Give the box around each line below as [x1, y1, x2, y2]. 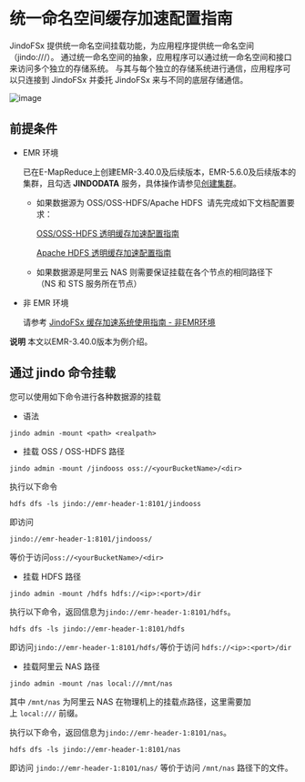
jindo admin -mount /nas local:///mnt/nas [9, 679, 173, 688]
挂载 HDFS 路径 [22, 571, 82, 582]
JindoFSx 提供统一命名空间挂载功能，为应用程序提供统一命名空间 [9, 40, 255, 51]
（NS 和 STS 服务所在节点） [36, 278, 142, 289]
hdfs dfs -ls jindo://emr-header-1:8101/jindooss [9, 499, 202, 508]
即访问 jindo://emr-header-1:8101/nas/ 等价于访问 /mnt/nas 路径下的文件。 [9, 762, 293, 773]
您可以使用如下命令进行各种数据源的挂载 [9, 391, 161, 401]
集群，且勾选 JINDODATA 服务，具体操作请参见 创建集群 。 [22, 178, 241, 188]
